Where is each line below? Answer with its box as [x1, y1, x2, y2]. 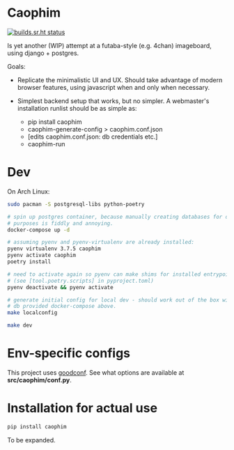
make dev [7, 322, 33, 329]
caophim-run [27, 139, 65, 148]
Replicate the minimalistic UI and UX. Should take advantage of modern [17, 75, 223, 84]
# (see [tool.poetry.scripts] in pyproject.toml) [7, 277, 155, 284]
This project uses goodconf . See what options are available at [7, 368, 185, 377]
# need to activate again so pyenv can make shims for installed [7, 270, 201, 278]
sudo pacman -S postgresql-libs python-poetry [7, 201, 145, 208]
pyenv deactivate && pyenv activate [7, 284, 114, 290]
